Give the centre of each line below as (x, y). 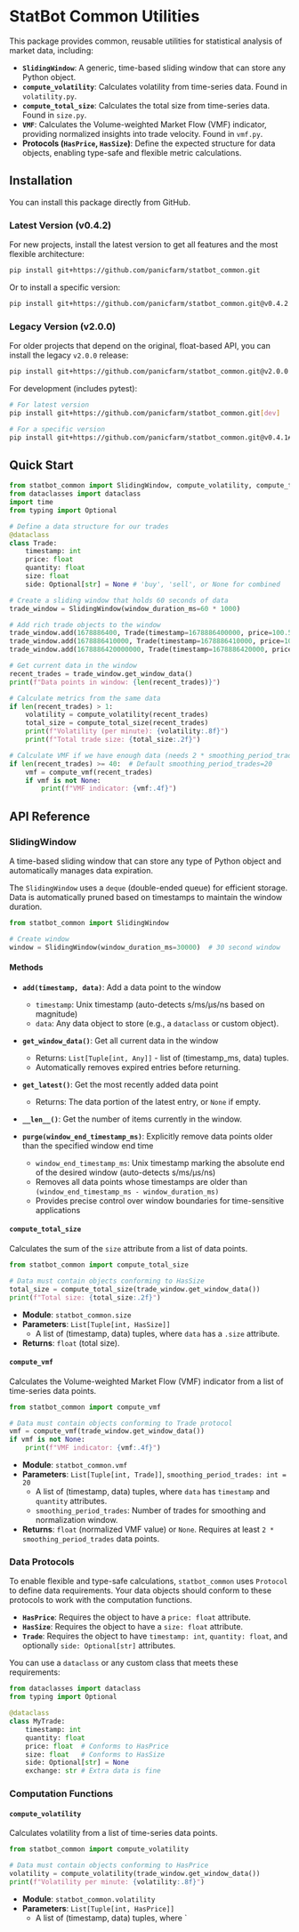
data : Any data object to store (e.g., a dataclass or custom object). (157, 1023)
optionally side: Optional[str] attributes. (99, 1646)
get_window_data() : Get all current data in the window (120, 1040)
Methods (26, 968)
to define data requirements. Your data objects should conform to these (141, 1590)
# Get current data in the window (73, 666)
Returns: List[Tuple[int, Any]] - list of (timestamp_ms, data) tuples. (162, 1058)
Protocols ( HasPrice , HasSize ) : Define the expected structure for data (149, 143)
